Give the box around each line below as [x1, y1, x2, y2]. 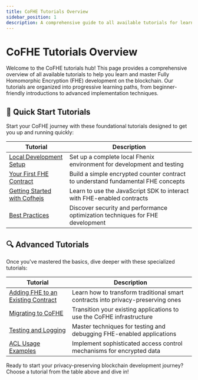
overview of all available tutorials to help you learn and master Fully [6, 71, 170, 78]
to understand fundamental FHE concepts [69, 177, 186, 186]
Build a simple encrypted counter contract [69, 170, 186, 178]
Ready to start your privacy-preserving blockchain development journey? [6, 362, 184, 369]
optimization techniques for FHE [69, 211, 159, 219]
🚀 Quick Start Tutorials [6, 107, 91, 117]
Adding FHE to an [9, 288, 58, 296]
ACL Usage [9, 339, 40, 347]
